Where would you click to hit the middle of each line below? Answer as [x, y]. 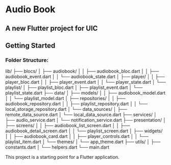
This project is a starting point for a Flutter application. [62, 157]
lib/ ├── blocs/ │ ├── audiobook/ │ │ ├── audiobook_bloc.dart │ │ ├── [82, 71]
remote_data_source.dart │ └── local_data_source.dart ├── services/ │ [81, 115]
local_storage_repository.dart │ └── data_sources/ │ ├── [66, 109]
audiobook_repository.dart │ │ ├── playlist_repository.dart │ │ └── [77, 104]
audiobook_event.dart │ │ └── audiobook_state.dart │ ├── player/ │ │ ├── [85, 77]
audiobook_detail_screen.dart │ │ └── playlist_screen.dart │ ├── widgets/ [84, 131]
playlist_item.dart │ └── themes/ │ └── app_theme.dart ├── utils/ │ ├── [83, 142]
